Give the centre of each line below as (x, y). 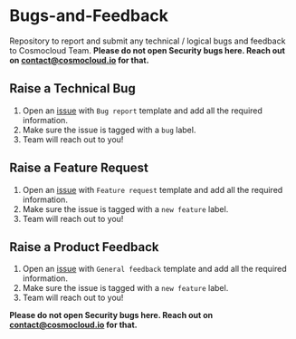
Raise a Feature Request (79, 168)
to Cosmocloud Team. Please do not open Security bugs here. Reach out (147, 50)
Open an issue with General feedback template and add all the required (154, 269)
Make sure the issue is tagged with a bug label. (109, 130)
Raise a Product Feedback (84, 247)
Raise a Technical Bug (72, 88)
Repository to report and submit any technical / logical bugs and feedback (148, 41)
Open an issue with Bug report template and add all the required (142, 111)
